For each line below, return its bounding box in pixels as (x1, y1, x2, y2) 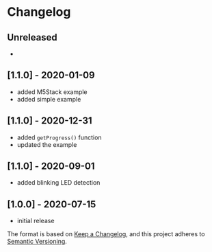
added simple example (16, 95, 81, 103)
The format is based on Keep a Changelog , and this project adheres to (7, 230, 205, 238)
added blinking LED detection (16, 179, 101, 187)
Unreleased (7, 32, 58, 43)
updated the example (16, 140, 77, 148)
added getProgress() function (16, 133, 102, 141)
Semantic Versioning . (7, 238, 67, 246)
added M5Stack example (16, 87, 88, 96)
